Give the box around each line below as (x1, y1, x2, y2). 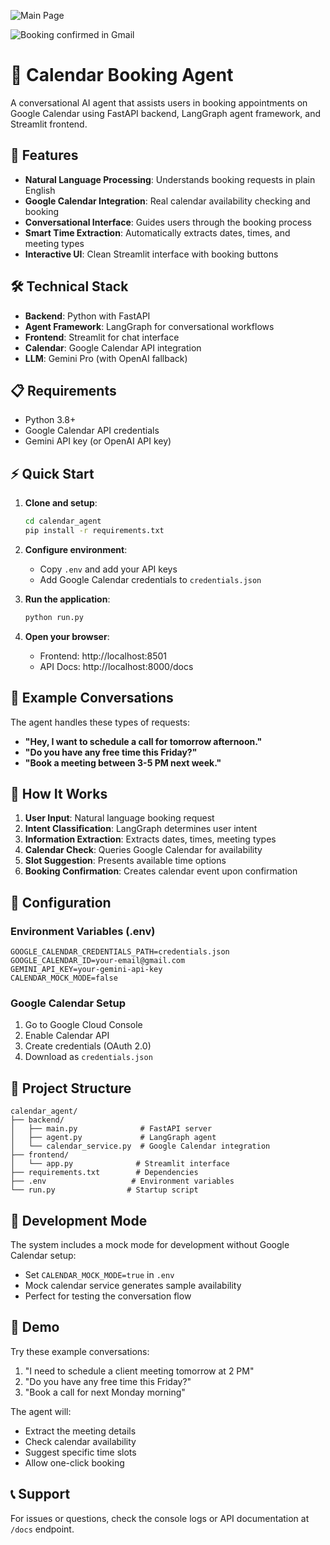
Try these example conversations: (10, 1345, 150, 1357)
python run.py (24, 612, 84, 622)
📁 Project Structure (10, 1080, 132, 1097)
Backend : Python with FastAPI (24, 310, 151, 322)
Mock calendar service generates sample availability (24, 1280, 242, 1292)
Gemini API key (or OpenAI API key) (24, 435, 172, 447)
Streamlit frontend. (10, 118, 88, 130)
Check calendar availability (24, 1435, 137, 1447)
